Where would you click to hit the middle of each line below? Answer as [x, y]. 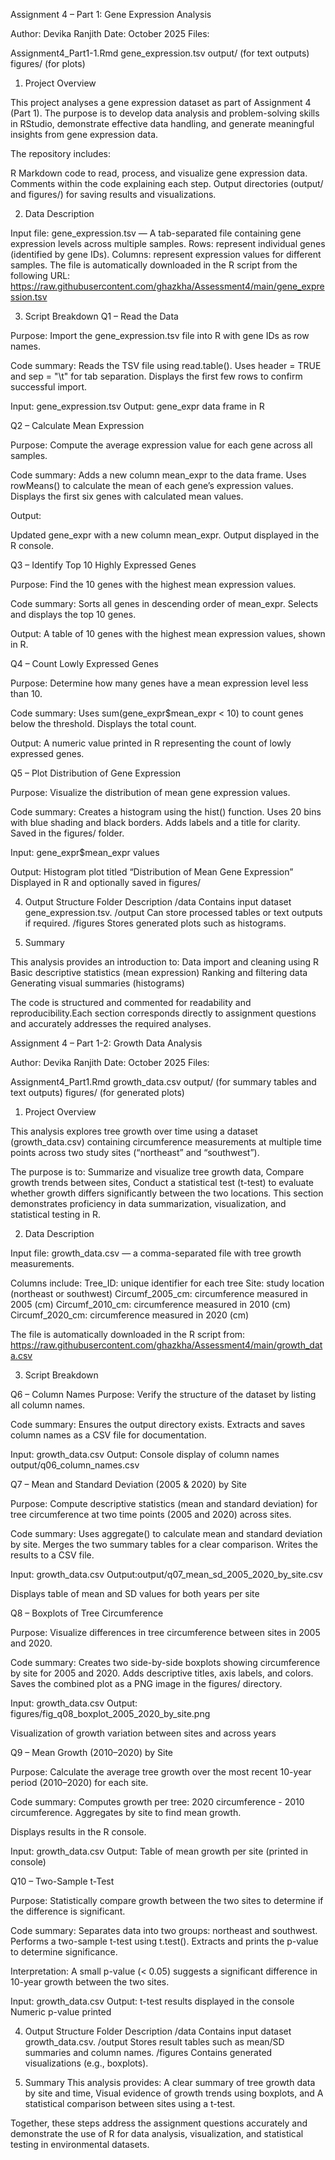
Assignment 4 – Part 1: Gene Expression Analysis [111, 14]
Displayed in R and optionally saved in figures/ [106, 882]
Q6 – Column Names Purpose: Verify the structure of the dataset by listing [163, 1394]
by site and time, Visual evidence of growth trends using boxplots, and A [174, 2093]
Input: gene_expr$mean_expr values [85, 852]
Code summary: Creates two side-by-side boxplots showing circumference [165, 1662]
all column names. [48, 1405]
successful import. [49, 387]
